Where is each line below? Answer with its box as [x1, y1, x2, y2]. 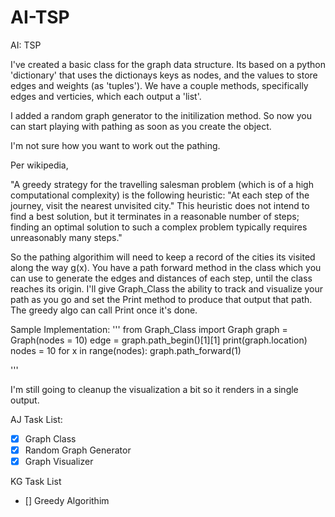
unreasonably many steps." [10, 231, 123, 243]
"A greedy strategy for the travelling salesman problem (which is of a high [10, 178, 314, 190]
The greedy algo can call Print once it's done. [10, 304, 198, 316]
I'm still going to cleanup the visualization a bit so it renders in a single [10, 383, 299, 395]
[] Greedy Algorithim [24, 495, 110, 507]
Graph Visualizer [24, 456, 94, 468]
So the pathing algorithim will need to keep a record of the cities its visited [10, 251, 316, 263]
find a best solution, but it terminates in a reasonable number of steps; [10, 210, 300, 222]
